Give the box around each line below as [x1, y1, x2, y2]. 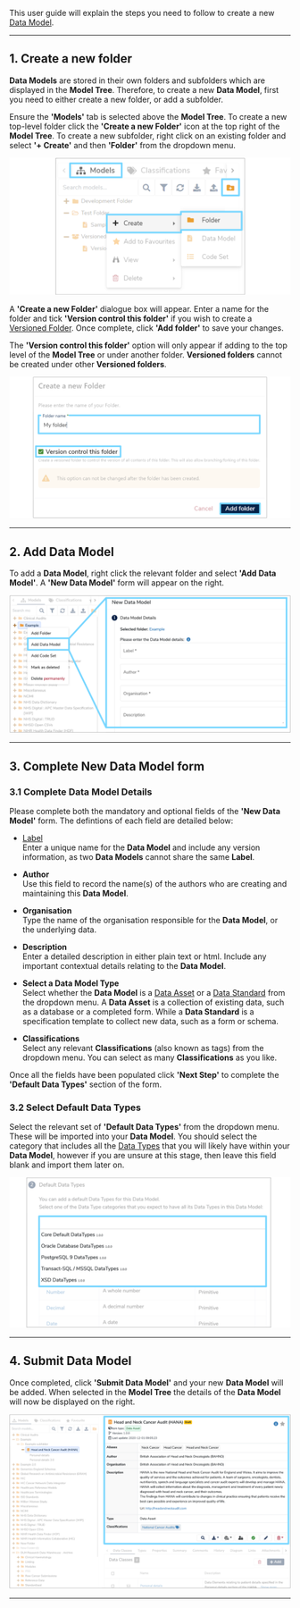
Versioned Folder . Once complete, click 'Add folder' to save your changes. [9, 323, 284, 333]
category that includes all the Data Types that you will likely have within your [9, 1141, 290, 1151]
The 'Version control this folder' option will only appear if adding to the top [9, 340, 288, 351]
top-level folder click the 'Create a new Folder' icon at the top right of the [9, 121, 280, 131]
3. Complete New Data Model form [9, 759, 205, 774]
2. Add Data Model [9, 544, 114, 560]
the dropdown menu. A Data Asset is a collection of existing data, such [21, 997, 285, 1007]
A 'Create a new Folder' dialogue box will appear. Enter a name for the [9, 304, 270, 315]
